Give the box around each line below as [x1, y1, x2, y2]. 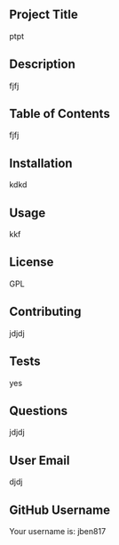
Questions [9, 403, 68, 418]
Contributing [9, 304, 82, 319]
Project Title [9, 7, 78, 22]
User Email [9, 452, 70, 467]
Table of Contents [9, 106, 111, 121]
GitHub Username [9, 502, 111, 517]
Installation [9, 155, 73, 170]
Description [9, 57, 75, 72]
